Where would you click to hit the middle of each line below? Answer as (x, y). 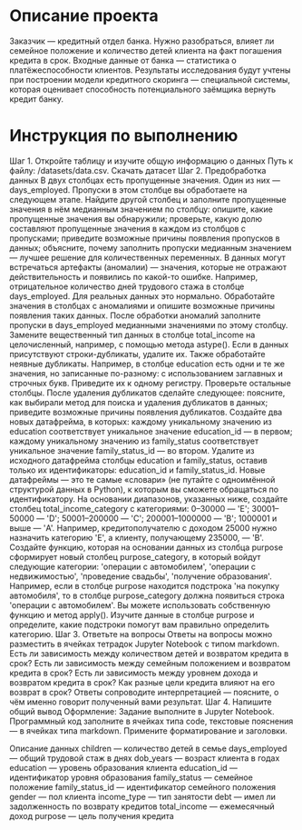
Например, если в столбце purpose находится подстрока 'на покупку (144, 585)
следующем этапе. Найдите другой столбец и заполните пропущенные (148, 199)
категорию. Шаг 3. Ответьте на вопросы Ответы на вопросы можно (141, 634)
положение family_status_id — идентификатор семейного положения (143, 786)
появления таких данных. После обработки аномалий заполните (135, 315)
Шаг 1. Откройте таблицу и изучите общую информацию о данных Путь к (151, 161)
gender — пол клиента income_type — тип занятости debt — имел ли (143, 796)
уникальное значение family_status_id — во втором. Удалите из (132, 450)
